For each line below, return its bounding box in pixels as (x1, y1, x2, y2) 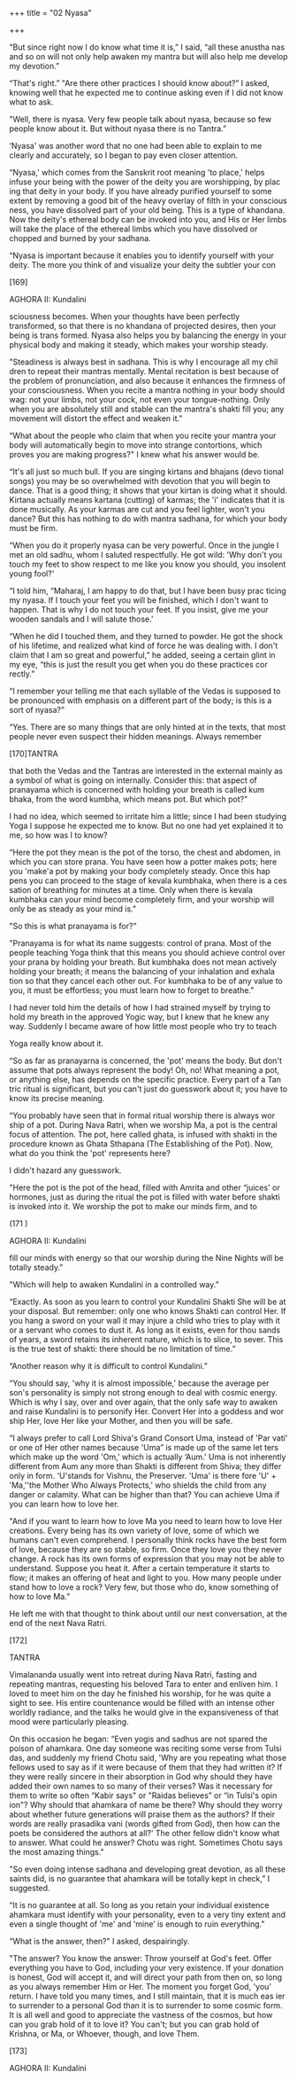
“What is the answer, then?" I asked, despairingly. (9, 1936, 190, 1946)
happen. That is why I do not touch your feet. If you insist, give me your (9, 605, 269, 614)
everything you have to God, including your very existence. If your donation (9, 1963, 285, 1973)
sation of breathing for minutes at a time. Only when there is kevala (9, 885, 254, 895)
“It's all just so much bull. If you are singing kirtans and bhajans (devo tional (9, 466, 285, 477)
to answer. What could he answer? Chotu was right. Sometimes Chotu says (9, 1837, 283, 1848)
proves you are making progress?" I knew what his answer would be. (9, 450, 260, 459)
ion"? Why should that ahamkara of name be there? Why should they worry (9, 1800, 283, 1810)
